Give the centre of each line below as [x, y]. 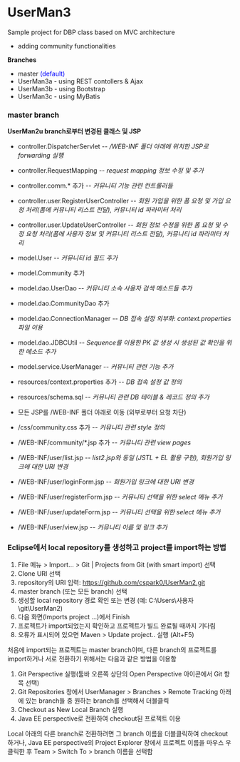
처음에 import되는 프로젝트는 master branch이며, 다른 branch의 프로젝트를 [112, 649]
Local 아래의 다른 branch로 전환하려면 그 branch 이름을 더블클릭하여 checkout [118, 733]
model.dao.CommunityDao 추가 [63, 303]
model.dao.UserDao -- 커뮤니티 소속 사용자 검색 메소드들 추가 [105, 288]
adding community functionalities [67, 46]
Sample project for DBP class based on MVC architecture [92, 32]
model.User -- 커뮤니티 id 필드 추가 [68, 258]
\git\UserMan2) [40, 608]
